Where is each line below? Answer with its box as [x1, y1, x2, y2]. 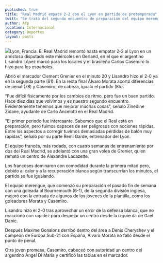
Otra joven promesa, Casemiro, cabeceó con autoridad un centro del [5, 247, 142, 253]
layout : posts [5, 35, 34, 39]
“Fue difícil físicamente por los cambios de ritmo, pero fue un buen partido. [5, 93, 155, 99]
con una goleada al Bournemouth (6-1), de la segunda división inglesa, [5, 188, 147, 193]
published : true [5, 7, 38, 12]
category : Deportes [5, 30, 45, 35]
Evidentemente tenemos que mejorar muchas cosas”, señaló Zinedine [5, 103, 145, 109]
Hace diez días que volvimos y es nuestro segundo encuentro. [5, 98, 130, 104]
